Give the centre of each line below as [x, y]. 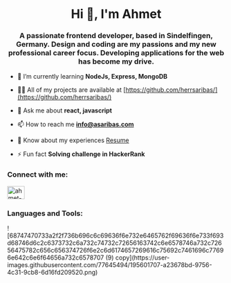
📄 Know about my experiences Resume [73, 140]
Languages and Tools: [45, 213]
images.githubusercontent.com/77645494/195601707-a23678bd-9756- [110, 265]
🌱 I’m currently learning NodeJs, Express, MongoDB [92, 77]
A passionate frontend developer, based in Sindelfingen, [116, 36]
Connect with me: [38, 175]
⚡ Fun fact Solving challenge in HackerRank [81, 154]
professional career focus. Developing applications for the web [116, 53]
